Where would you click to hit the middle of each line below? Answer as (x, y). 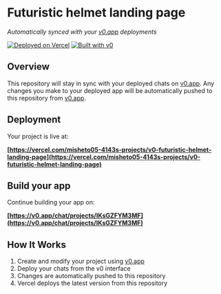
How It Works (37, 245)
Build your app (39, 186)
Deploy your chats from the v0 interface (74, 269)
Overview (29, 67)
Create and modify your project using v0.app (81, 261)
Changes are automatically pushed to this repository (91, 276)
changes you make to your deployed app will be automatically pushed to (110, 90)
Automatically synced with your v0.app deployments (82, 32)
